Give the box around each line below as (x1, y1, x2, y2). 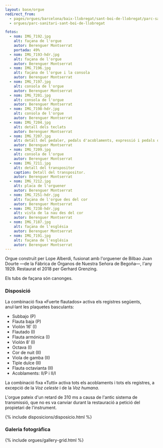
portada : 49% (14, 47, 40, 53)
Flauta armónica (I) (12, 334, 50, 340)
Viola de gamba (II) (12, 355, 50, 360)
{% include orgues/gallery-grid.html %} (5, 437, 84, 443)
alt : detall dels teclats (14, 125, 66, 130)
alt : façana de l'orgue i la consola (14, 70, 90, 75)
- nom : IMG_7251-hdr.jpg (9, 192, 60, 197)
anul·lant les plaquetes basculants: (5, 304, 74, 310)
